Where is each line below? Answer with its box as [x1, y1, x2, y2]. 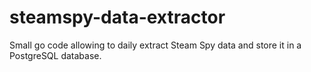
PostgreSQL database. [9, 49, 102, 61]
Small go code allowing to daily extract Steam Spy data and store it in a [9, 39, 302, 51]
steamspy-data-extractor [9, 6, 226, 29]
